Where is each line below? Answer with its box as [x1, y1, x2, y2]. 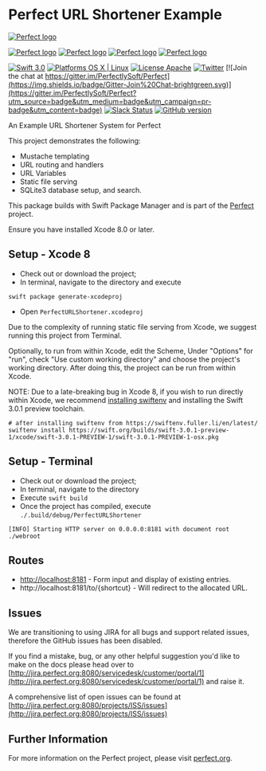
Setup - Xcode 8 [8, 248, 91, 261]
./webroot [8, 532, 41, 540]
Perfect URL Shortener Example [8, 6, 223, 24]
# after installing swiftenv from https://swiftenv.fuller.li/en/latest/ [8, 419, 259, 427]
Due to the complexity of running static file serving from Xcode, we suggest [8, 322, 257, 331]
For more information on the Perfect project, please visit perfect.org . [8, 753, 233, 762]
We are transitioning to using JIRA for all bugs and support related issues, [8, 628, 249, 637]
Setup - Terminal [8, 455, 93, 468]
